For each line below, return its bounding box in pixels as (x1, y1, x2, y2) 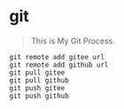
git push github (9, 91, 69, 100)
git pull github (9, 75, 69, 85)
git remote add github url (9, 60, 109, 69)
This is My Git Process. (30, 35, 115, 46)
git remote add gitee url (9, 52, 105, 61)
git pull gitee (9, 68, 66, 77)
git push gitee (9, 83, 66, 92)
